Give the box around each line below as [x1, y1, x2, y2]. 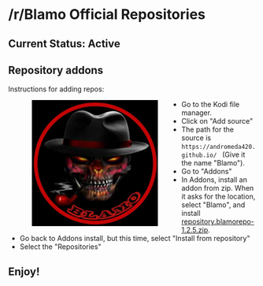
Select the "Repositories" [19, 242, 102, 251]
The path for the [181, 124, 235, 135]
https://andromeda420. [181, 143, 256, 151]
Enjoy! [8, 265, 40, 278]
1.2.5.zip [181, 225, 209, 235]
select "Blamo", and [181, 200, 246, 210]
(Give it [221, 150, 246, 159]
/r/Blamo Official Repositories [8, 6, 206, 24]
